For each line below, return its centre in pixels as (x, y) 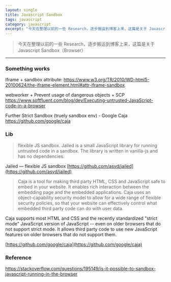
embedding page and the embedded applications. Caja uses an (84, 192)
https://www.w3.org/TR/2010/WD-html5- (106, 80)
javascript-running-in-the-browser (41, 274)
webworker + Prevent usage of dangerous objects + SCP (65, 95)
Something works (27, 69)
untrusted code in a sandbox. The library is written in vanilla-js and (88, 151)
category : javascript (28, 24)
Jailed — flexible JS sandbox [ (37, 166)
